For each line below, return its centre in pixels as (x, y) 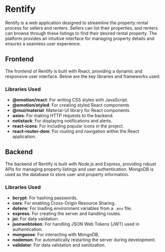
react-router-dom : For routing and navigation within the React (76, 131)
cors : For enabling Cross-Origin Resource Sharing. (64, 203)
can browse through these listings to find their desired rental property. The (81, 33)
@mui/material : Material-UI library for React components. (71, 110)
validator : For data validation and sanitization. (59, 245)
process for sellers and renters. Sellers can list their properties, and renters (82, 28)
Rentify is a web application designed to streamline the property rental (77, 23)
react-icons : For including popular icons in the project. (68, 126)
